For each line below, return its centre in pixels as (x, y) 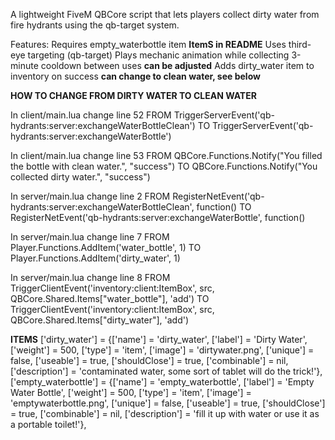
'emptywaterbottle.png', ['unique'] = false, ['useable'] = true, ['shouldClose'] (168, 403)
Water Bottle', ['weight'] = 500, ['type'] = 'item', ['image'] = (131, 392)
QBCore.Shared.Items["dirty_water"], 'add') (100, 320)
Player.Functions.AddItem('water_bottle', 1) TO (106, 247)
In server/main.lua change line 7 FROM (90, 237)
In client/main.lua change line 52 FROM (91, 115)
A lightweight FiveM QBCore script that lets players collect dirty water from (165, 14)
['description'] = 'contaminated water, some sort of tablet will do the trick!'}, (166, 371)
